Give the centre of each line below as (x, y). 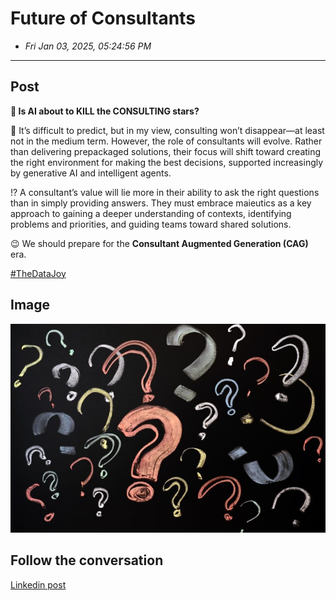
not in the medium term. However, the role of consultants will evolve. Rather (166, 141)
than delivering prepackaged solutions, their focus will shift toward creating (166, 151)
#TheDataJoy (38, 273)
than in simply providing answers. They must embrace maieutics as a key (161, 203)
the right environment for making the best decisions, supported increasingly (167, 162)
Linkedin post (38, 584)
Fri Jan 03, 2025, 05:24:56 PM (88, 46)
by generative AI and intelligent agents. (91, 173)
